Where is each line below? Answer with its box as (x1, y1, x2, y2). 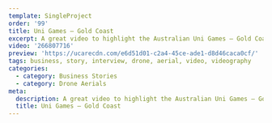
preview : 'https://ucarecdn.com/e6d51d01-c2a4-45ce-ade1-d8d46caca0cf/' (8, 49, 259, 57)
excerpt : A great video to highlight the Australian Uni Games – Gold (8, 34, 252, 43)
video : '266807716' (8, 42, 74, 50)
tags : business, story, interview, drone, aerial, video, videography (8, 57, 252, 66)
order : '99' (8, 19, 49, 28)
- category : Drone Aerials (15, 79, 107, 87)
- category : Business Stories (15, 72, 117, 80)
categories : (8, 65, 49, 73)
